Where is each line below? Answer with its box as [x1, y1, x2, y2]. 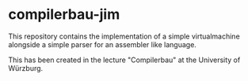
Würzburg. [8, 63, 44, 72]
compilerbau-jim [8, 6, 120, 24]
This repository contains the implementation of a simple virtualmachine [8, 31, 240, 41]
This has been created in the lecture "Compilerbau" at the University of [8, 55, 241, 64]
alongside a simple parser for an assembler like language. [8, 39, 196, 49]
